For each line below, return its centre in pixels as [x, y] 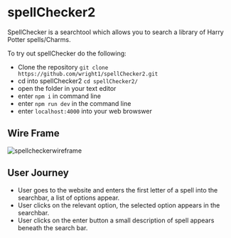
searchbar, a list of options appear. [69, 198]
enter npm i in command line [59, 96]
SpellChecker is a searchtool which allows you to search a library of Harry [116, 32]
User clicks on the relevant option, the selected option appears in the [119, 205]
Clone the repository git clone [63, 67]
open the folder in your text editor [67, 88]
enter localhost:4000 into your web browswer [85, 111]
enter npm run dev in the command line [74, 103]
